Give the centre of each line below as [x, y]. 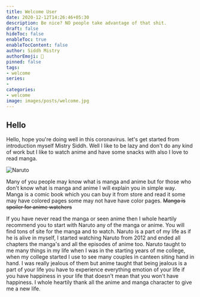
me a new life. [23, 289]
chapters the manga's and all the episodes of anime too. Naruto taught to [96, 244]
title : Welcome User [32, 12]
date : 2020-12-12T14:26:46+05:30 [48, 17]
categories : [21, 90]
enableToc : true [26, 40]
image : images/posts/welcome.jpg [48, 101]
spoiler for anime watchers [39, 207]
